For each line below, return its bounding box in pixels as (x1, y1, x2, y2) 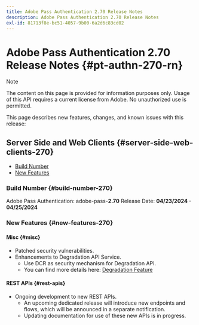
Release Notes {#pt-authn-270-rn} (6, 58, 183, 72)
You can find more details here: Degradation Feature (23, 266, 153, 273)
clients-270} (6, 147, 54, 157)
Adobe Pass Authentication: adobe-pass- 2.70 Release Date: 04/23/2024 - (6, 198, 192, 205)
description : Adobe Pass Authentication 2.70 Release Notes (6, 14, 160, 20)
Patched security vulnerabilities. (14, 247, 94, 254)
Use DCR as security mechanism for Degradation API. (23, 259, 157, 266)
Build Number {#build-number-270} (6, 184, 113, 192)
